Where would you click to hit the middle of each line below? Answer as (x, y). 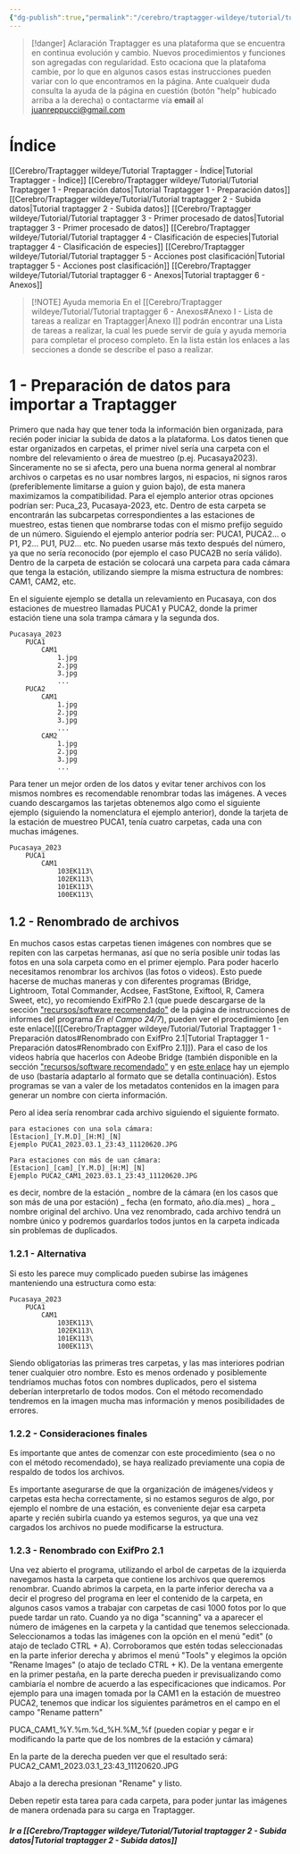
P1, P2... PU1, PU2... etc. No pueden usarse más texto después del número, (147, 543)
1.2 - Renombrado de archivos (94, 922)
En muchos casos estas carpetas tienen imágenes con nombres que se (141, 944)
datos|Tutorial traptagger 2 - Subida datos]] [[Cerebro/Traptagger (130, 208)
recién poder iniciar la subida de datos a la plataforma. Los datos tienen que (149, 438)
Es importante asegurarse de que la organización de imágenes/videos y (142, 1489)
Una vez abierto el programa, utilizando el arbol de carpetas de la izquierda (148, 1570)
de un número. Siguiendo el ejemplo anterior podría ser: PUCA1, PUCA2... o (148, 534)
